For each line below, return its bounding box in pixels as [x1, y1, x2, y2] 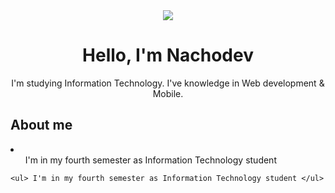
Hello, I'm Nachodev [82, 44, 254, 67]
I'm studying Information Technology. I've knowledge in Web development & [11, 77, 325, 89]
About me [10, 117, 73, 134]
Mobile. [152, 87, 184, 99]
